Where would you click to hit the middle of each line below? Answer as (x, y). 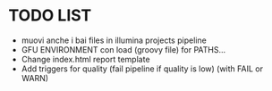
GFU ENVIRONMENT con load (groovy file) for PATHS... (123, 49)
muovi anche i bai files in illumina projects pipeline (114, 40)
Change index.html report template (85, 59)
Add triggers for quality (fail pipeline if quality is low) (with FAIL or (142, 69)
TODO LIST (50, 16)
